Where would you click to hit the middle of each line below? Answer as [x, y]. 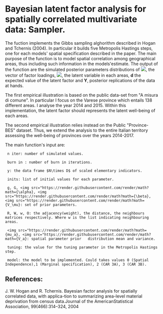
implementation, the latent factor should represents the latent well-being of [80, 110]
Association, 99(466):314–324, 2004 [42, 306]
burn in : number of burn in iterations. [50, 162]
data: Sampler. [35, 30]
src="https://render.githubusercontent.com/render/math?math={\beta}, [78, 196]
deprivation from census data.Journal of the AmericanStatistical [69, 301]
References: [24, 279]
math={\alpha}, [20, 192]
